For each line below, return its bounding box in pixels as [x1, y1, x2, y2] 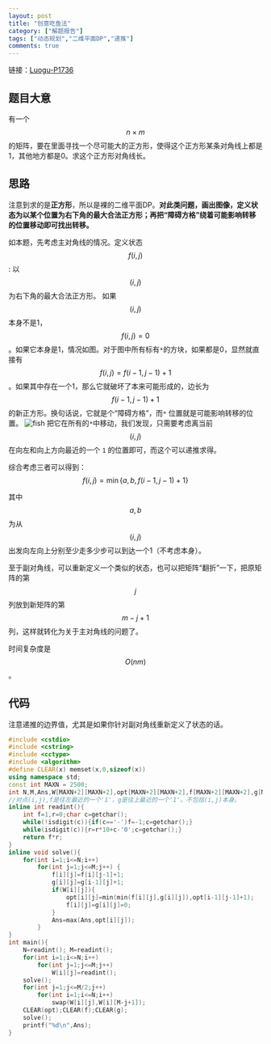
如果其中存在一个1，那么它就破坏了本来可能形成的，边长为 [15, 381, 210, 391]
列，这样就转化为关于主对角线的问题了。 [8, 626, 143, 636]
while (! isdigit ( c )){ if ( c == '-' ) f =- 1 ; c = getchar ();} [23, 818, 194, 826]
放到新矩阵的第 [15, 599, 65, 609]
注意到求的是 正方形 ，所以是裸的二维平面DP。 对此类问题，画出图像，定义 [8, 200, 252, 209]
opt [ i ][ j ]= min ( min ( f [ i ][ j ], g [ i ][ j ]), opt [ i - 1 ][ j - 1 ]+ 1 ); [65, 893, 255, 902]
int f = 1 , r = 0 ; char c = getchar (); [23, 810, 128, 819]
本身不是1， [8, 317, 47, 328]
